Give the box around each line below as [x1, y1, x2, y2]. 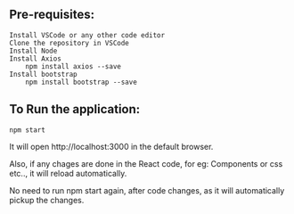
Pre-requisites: [9, 7, 95, 22]
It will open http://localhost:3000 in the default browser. [9, 141, 214, 152]
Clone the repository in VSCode [9, 38, 129, 47]
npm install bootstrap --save [25, 78, 138, 86]
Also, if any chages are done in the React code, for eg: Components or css [9, 158, 283, 169]
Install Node [9, 46, 58, 55]
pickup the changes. [9, 194, 85, 205]
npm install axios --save [25, 62, 122, 70]
